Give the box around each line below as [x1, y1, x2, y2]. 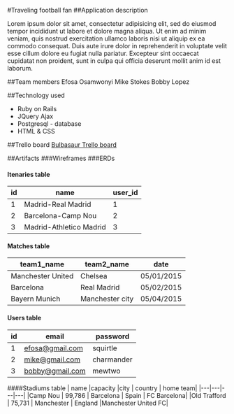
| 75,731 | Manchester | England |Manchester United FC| [7, 399, 169, 407]
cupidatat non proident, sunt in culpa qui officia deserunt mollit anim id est [7, 57, 221, 65]
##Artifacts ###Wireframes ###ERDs [7, 154, 115, 162]
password [95, 331, 130, 341]
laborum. [7, 64, 34, 72]
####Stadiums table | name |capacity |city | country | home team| [7, 384, 198, 392]
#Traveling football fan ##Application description [7, 6, 148, 14]
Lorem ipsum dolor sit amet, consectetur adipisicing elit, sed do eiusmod [7, 20, 217, 27]
